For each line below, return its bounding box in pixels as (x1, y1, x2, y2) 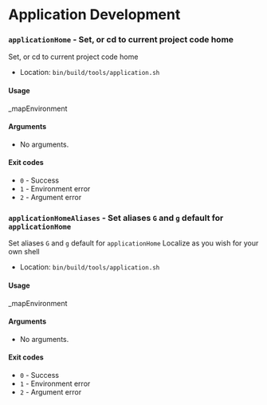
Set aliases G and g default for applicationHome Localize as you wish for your (8, 238, 259, 248)
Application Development (8, 6, 181, 24)
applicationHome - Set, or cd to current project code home (8, 34, 234, 45)
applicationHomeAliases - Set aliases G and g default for (8, 213, 224, 224)
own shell (8, 247, 40, 257)
